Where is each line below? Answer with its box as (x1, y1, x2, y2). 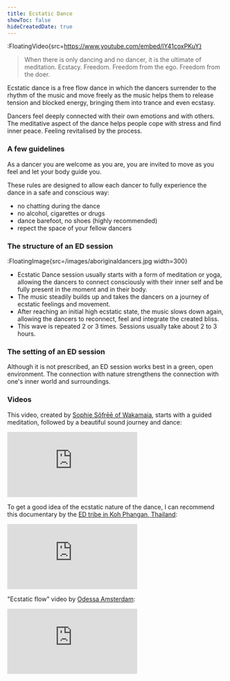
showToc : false (7, 17, 51, 24)
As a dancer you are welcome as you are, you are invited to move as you (7, 160, 215, 168)
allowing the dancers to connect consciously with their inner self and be (17, 277, 223, 286)
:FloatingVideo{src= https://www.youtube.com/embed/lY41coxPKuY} (7, 42, 202, 51)
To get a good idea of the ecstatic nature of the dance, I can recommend (7, 502, 215, 511)
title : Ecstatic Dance (7, 10, 73, 17)
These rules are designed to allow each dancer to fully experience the (7, 181, 207, 189)
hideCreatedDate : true (7, 23, 73, 30)
